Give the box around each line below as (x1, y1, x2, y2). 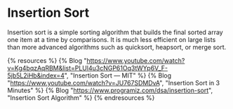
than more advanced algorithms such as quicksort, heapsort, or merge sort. (7, 43, 227, 51)
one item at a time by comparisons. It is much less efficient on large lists (7, 35, 216, 43)
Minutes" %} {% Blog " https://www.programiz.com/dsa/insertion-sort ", (7, 86, 213, 94)
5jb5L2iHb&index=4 (7, 71, 65, 80)
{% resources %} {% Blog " (7, 56, 87, 64)
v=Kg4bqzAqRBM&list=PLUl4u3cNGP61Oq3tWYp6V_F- (7, 64, 168, 72)
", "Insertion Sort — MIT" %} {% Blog (64, 71, 172, 80)
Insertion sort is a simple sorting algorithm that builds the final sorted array (7, 28, 223, 36)
